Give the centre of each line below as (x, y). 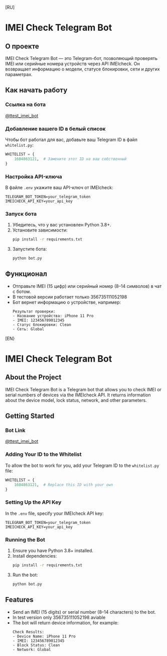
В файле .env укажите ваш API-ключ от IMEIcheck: (59, 187)
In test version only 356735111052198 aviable (59, 617)
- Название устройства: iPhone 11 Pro (53, 316)
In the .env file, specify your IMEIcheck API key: (54, 513)
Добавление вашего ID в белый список (55, 129)
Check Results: (28, 632)
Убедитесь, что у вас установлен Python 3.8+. (62, 225)
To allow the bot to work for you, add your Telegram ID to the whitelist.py (82, 465)
